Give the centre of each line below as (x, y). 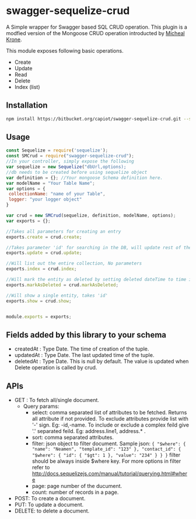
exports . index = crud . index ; (41, 269)
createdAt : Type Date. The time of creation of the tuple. (82, 349)
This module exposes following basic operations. (65, 50)
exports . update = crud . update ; (44, 253)
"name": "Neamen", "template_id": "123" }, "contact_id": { (106, 449)
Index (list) (27, 87)
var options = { (26, 188)
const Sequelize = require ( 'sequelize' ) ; (57, 150)
